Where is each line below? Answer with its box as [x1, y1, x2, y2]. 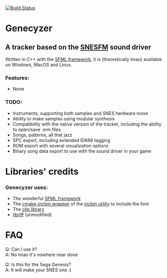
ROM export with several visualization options [12, 142, 109, 148]
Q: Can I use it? [5, 246, 37, 253]
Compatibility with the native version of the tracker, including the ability [12, 121, 161, 127]
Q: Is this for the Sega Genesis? [5, 262, 71, 268]
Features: [5, 74, 29, 81]
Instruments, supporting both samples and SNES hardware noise [12, 110, 148, 116]
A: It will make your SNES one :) [5, 267, 72, 273]
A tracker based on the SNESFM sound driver [5, 43, 151, 51]
